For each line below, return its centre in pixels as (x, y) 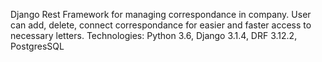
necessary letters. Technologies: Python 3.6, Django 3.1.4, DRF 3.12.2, (154, 35)
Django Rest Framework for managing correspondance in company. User (161, 14)
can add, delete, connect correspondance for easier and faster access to (161, 25)
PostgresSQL (37, 46)
